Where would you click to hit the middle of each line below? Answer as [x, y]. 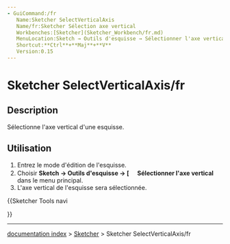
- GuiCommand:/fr [32, 13]
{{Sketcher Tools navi [38, 201]
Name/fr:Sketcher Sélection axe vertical [76, 26]
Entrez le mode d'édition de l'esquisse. [72, 165]
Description [33, 110]
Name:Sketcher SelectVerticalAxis [65, 20]
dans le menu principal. [50, 180]
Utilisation [29, 149]
